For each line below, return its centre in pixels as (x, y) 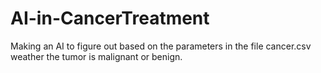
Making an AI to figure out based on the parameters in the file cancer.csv (161, 46)
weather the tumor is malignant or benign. (96, 56)
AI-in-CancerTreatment (110, 18)
